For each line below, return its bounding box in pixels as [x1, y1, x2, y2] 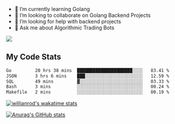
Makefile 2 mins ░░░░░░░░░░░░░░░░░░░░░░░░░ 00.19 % [6, 89, 169, 95]
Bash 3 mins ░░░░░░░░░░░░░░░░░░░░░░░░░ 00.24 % [6, 84, 169, 90]
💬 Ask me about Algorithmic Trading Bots [14, 24, 115, 31]
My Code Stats [6, 52, 62, 62]
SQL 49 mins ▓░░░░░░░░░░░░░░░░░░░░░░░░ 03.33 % [6, 78, 169, 84]
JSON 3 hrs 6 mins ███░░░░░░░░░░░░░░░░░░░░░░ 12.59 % [6, 73, 169, 79]
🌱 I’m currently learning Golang [14, 6, 90, 12]
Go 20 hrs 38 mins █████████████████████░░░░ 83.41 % [6, 67, 169, 73]
